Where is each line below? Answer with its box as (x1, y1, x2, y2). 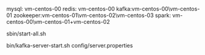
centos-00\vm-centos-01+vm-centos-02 (6, 18, 110, 25)
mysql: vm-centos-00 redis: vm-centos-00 (6, 5, 115, 12)
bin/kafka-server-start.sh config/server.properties (6, 42, 133, 49)
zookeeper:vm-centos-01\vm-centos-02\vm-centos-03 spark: (13, 12, 171, 19)
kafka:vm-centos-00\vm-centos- (116, 5, 200, 12)
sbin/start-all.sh (6, 30, 47, 37)
